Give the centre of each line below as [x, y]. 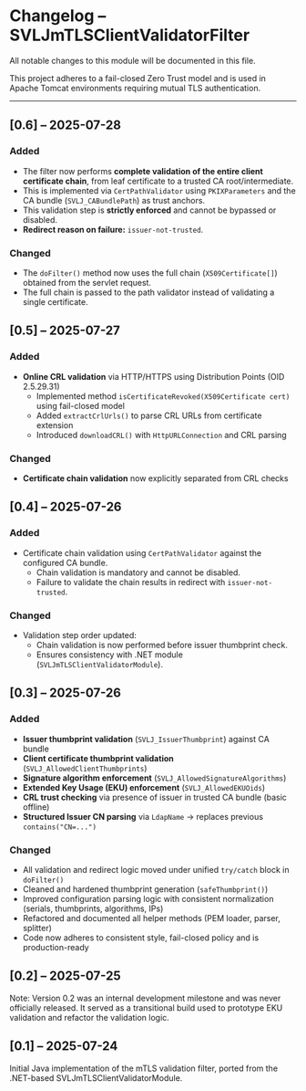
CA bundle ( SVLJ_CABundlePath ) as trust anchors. [114, 200]
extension [55, 425]
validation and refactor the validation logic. [90, 1017]
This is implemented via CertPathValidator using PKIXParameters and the [159, 190]
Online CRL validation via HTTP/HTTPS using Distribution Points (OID [153, 376]
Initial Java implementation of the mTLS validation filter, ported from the [144, 1068]
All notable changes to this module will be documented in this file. [133, 60]
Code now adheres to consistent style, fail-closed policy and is [141, 938]
